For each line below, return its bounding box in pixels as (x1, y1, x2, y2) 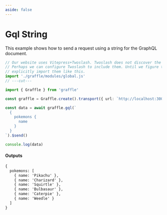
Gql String (5, 28, 48, 40)
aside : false (5, 7, 32, 12)
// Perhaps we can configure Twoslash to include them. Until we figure (5, 65, 159, 70)
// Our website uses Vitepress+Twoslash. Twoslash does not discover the (5, 60, 162, 65)
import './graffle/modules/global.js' (5, 74, 85, 79)
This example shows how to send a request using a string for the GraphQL (5, 45, 158, 51)
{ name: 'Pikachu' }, (14, 173, 59, 178)
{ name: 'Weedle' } (14, 196, 55, 201)
